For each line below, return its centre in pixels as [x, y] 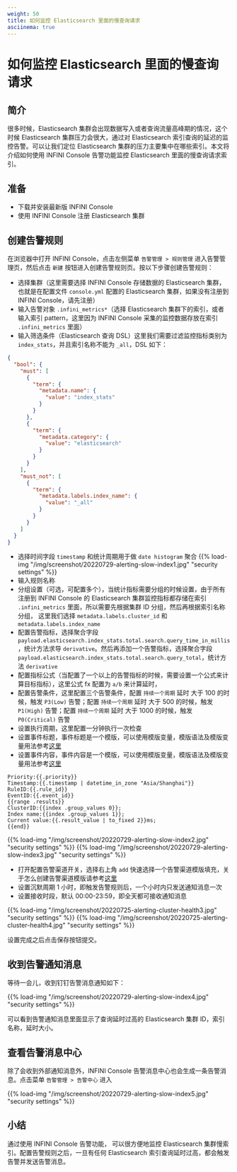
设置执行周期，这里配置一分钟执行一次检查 [80, 728]
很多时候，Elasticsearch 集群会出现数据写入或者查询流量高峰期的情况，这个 [117, 129]
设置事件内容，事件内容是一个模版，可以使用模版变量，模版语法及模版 [120, 755]
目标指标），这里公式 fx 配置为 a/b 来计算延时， [92, 684]
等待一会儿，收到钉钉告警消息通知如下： [66, 983]
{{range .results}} [36, 802]
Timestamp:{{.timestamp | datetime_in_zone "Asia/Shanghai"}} [101, 783]
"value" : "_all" [69, 503]
